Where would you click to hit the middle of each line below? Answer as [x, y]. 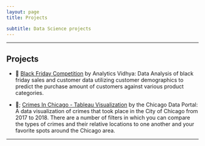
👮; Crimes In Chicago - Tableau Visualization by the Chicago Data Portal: [106, 105]
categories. [29, 93]
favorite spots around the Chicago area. [65, 131]
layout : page [23, 12]
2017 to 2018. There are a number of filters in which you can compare [103, 118]
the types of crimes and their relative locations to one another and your [105, 124]
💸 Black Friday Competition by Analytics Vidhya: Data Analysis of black [104, 74]
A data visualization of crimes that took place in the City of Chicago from [106, 111]
